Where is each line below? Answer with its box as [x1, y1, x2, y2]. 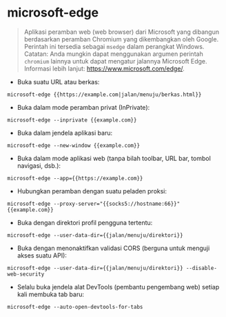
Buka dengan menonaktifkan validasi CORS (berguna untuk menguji [17, 244, 210, 252]
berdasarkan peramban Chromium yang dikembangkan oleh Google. [23, 35, 219, 43]
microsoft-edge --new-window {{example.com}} [7, 142, 140, 149]
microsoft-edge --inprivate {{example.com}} [7, 116, 137, 124]
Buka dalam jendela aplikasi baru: [17, 128, 112, 137]
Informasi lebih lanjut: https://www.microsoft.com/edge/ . [23, 64, 185, 73]
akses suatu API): [17, 251, 68, 260]
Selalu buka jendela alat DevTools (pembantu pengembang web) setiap [17, 282, 220, 291]
